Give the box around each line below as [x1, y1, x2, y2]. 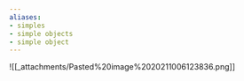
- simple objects [9, 29, 74, 38]
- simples [9, 21, 46, 30]
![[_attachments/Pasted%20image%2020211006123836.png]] [9, 62, 236, 72]
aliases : [9, 12, 42, 22]
